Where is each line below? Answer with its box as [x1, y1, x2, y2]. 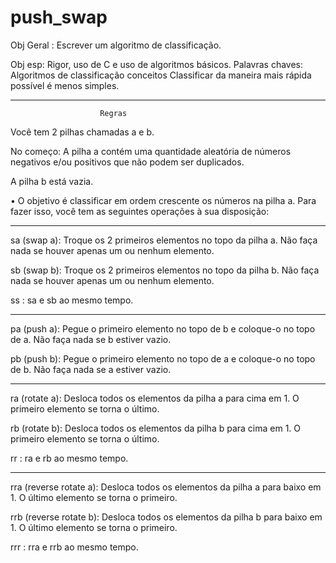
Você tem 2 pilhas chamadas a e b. [10, 126, 155, 138]
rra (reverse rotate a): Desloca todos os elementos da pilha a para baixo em [10, 481, 322, 493]
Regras [99, 108, 128, 118]
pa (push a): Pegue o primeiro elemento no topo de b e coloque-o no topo [10, 322, 316, 335]
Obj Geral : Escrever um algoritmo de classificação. [10, 39, 222, 51]
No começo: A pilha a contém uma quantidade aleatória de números [10, 145, 292, 157]
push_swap [10, 6, 108, 29]
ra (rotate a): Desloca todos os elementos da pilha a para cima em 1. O [10, 392, 300, 404]
